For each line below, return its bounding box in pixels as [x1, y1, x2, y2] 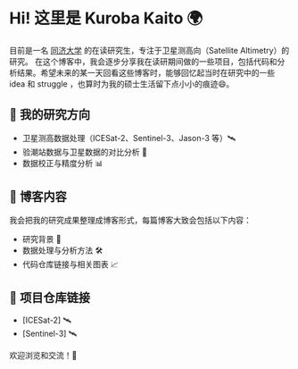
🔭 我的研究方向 [9, 107, 91, 122]
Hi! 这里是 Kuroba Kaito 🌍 [9, 8, 203, 29]
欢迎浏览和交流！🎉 [9, 350, 78, 361]
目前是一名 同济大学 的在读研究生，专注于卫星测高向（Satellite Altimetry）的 [9, 45, 290, 55]
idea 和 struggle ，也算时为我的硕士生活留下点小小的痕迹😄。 [9, 78, 235, 89]
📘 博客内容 [9, 189, 67, 205]
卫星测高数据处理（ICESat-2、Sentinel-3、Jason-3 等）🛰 [21, 132, 236, 143]
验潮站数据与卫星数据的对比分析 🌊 [21, 147, 147, 157]
